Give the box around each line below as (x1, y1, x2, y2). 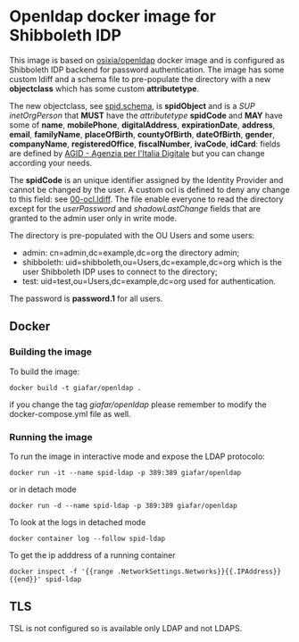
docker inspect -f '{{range (9, 567, 114, 576)
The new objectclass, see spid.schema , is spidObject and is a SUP (9, 100, 256, 111)
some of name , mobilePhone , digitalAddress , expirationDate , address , (9, 119, 276, 130)
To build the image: (9, 366, 80, 377)
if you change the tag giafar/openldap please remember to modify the (9, 399, 267, 410)
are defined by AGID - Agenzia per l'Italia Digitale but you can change (9, 147, 265, 158)
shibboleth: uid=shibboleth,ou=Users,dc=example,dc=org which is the (21, 256, 283, 267)
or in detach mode (9, 484, 78, 495)
